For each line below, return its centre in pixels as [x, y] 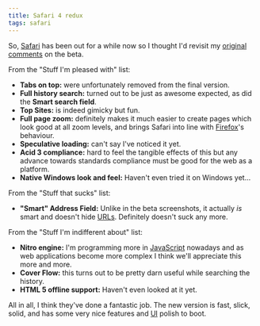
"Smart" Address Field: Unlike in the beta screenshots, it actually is [131, 208]
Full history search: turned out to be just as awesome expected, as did [136, 93]
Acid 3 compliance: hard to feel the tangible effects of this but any [128, 152]
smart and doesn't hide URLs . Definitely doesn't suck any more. [124, 217]
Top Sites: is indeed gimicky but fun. [80, 110]
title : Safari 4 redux [46, 15]
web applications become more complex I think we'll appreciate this [130, 255]
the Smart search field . [58, 102]
